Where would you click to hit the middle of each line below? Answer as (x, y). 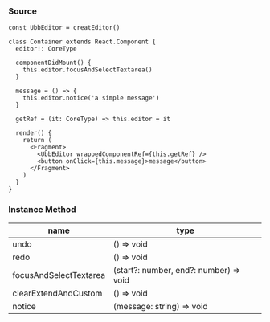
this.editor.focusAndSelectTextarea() (88, 70)
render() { (34, 133)
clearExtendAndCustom (57, 293)
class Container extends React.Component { (82, 42)
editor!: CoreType (47, 49)
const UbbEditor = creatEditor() (64, 28)
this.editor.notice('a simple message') (91, 98)
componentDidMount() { (53, 63)
